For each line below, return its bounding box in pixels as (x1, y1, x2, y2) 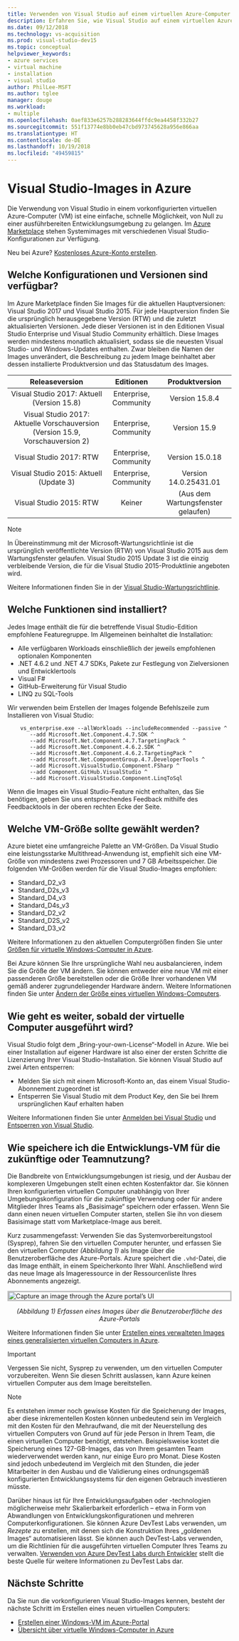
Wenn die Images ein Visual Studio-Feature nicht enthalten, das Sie (7, 787, 205, 796)
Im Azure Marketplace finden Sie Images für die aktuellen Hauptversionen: (7, 299, 226, 308)
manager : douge (7, 97, 53, 104)
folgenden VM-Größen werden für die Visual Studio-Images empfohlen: (7, 864, 218, 873)
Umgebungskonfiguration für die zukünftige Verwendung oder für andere (7, 1195, 223, 1203)
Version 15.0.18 (166, 452, 222, 462)
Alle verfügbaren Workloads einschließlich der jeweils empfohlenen (17, 644, 216, 652)
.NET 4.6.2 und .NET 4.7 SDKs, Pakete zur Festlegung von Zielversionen (17, 659, 229, 667)
